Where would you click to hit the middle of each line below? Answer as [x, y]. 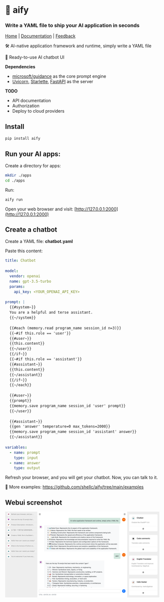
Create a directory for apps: [33, 166]
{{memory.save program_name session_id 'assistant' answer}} [73, 432]
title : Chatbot [21, 261]
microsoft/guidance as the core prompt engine [59, 76]
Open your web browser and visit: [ [41, 209]
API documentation [32, 101]
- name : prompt [25, 452]
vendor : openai [25, 276]
